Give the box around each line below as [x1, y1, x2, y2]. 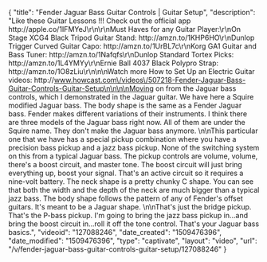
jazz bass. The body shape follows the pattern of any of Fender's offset [8, 194, 243, 203]
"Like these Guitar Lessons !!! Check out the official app [8, 16, 191, 25]
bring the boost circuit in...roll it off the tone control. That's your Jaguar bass [8, 219, 260, 229]
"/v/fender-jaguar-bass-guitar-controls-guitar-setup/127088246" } [8, 244, 227, 254]
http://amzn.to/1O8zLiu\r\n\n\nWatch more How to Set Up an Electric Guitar [8, 67, 255, 76]
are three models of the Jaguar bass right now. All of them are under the [8, 118, 245, 127]
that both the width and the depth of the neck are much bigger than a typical [8, 186, 260, 194]
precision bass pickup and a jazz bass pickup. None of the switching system [8, 143, 260, 152]
